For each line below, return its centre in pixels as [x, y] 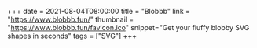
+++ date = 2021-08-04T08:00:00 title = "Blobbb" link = [99, 11]
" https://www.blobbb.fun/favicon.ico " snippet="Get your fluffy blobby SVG [128, 27]
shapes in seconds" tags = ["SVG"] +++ [72, 36]
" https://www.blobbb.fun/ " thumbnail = [71, 19]
